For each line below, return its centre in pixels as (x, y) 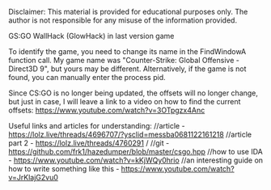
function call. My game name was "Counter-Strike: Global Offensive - (124, 60)
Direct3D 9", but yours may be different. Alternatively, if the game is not (127, 69)
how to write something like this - (64, 169)
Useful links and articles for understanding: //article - (97, 126)
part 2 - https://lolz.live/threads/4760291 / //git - (89, 143)
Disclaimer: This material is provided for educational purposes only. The (128, 12)
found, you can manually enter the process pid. (87, 77)
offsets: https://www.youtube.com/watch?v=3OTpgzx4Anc (107, 110)
